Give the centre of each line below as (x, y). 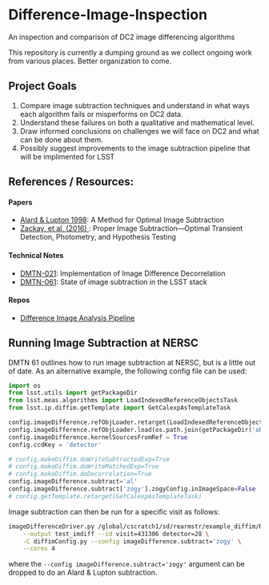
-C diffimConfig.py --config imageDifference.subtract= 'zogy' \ (132, 541)
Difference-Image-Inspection (108, 15)
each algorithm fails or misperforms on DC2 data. (101, 114)
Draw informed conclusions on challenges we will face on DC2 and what (139, 131)
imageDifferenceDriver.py (51, 526)
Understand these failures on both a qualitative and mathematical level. (137, 123)
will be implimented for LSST (67, 156)
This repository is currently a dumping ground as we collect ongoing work (130, 52)
